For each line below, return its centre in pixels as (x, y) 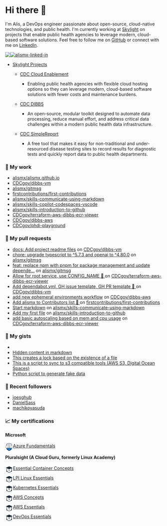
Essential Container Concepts (43, 468)
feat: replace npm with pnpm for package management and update (81, 265)
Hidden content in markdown (42, 352)
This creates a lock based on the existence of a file (65, 358)
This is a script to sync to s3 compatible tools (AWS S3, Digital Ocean (84, 363)
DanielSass (24, 402)
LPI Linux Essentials (33, 478)
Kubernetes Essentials (36, 488)
